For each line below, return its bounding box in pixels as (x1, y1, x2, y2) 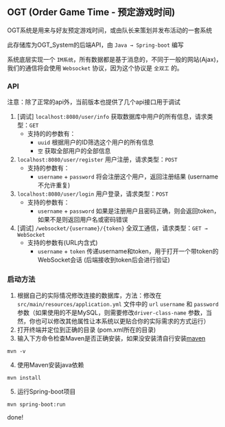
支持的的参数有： (27, 130, 76, 138)
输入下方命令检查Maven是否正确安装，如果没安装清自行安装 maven (16, 334, 206, 343)
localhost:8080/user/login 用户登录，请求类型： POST (16, 189, 169, 198)
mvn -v (7, 348, 26, 355)
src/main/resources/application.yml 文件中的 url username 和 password (16, 300, 219, 308)
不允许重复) (37, 181, 71, 189)
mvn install (7, 375, 41, 382)
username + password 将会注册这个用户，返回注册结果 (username (37, 172, 218, 181)
